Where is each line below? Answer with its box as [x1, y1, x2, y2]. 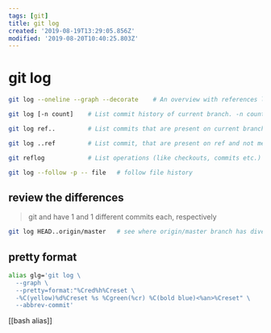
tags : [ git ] [8, 11, 48, 20]
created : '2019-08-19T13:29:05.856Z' [8, 27, 135, 35]
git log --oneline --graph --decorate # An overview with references [8, 96, 258, 104]
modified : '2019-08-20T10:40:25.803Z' [8, 34, 139, 43]
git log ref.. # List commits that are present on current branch [8, 124, 265, 133]
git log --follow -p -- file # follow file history [8, 169, 194, 177]
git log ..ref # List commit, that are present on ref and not [8, 139, 254, 148]
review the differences [8, 190, 124, 204]
